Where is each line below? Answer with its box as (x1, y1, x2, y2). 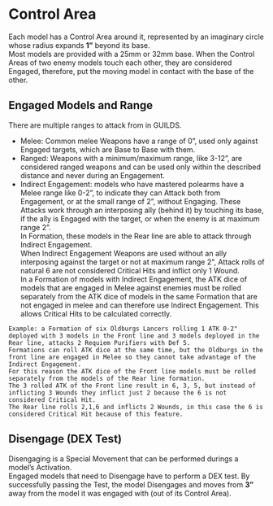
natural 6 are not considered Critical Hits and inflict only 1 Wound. (19, 265, 240, 275)
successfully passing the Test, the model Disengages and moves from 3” (8, 479, 254, 489)
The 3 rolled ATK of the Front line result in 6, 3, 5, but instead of (8, 382, 256, 390)
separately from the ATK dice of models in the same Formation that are (19, 291, 258, 301)
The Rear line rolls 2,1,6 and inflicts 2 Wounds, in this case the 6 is (8, 403, 264, 411)
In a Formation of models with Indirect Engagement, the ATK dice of (19, 274, 248, 284)
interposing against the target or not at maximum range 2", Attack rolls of (19, 257, 265, 267)
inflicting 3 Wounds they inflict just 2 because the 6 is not (8, 388, 227, 397)
